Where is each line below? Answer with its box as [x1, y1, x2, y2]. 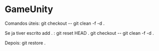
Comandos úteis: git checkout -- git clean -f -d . [5, 20, 105, 26]
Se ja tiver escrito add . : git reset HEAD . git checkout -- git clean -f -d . [5, 30, 154, 36]
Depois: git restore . [5, 39, 46, 46]
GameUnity [5, 4, 54, 15]
